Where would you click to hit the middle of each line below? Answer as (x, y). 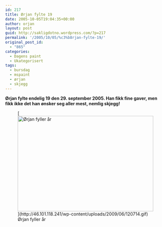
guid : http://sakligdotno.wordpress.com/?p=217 (56, 33)
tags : (11, 65)
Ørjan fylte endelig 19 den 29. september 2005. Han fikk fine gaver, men (81, 98)
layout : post (19, 28)
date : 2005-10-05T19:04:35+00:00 (40, 19)
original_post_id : (24, 42)
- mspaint (20, 75)
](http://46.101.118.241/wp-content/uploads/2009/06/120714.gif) (83, 214)
